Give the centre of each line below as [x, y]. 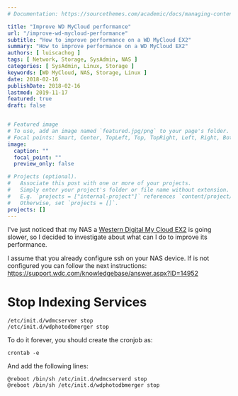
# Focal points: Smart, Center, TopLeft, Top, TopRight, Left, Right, [114, 138]
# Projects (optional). [42, 177]
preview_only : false [44, 164]
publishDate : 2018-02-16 [44, 86]
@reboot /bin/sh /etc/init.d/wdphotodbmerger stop [84, 385]
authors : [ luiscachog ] [44, 53]
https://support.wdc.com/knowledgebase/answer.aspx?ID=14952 [103, 274]
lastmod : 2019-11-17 [38, 93]
